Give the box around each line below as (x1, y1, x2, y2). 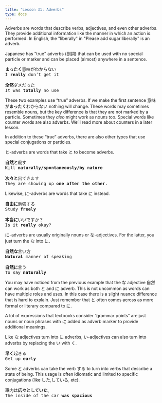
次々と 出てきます (5, 175, 39, 181)
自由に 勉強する (5, 201, 35, 207)
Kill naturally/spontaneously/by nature (5, 165, 103, 171)
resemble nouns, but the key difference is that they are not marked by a (5, 109, 148, 115)
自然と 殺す (5, 159, 27, 165)
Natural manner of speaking (5, 254, 72, 259)
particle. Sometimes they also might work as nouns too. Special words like (5, 114, 154, 120)
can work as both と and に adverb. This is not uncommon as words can (5, 286, 150, 291)
